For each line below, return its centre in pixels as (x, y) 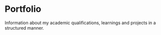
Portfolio (23, 9)
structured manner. (24, 28)
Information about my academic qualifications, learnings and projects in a (80, 23)
